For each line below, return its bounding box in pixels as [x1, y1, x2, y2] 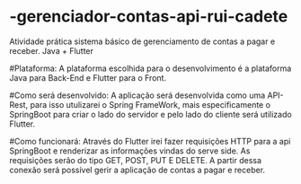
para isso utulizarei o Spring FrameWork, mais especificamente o [30, 99, 271, 110]
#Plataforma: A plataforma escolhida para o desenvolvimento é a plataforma [9, 63, 292, 74]
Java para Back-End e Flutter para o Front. [9, 72, 167, 83]
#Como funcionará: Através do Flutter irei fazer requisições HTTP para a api [9, 136, 291, 146]
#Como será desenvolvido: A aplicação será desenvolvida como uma [9, 90, 266, 101]
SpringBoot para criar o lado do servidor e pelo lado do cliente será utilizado [9, 109, 292, 119]
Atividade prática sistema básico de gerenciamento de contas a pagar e [9, 36, 276, 47]
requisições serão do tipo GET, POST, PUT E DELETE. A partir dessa [9, 154, 262, 165]
